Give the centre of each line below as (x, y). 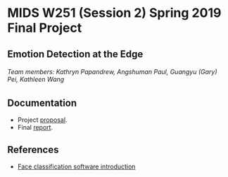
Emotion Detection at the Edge (75, 54)
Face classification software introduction (76, 166)
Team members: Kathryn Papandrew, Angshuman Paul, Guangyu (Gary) (112, 72)
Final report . (35, 128)
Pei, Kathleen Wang (36, 80)
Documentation (42, 103)
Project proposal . (42, 120)
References (33, 149)
